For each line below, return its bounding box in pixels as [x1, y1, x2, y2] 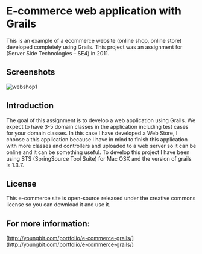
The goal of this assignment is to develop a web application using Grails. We [6, 116, 196, 124]
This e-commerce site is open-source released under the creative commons [6, 194, 196, 202]
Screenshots [6, 67, 55, 78]
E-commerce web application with [6, 4, 182, 18]
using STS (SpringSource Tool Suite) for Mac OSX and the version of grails [6, 155, 192, 162]
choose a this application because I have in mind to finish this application [6, 135, 188, 143]
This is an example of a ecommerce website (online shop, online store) [6, 37, 182, 44]
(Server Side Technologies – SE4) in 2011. [6, 49, 110, 57]
